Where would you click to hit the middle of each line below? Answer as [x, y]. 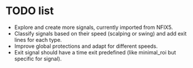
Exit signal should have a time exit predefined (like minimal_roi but [95, 52]
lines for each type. [38, 40]
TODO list [30, 11]
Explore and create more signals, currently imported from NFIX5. [94, 27]
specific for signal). [38, 59]
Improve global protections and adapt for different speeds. [86, 46]
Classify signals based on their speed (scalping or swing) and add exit [100, 33]
